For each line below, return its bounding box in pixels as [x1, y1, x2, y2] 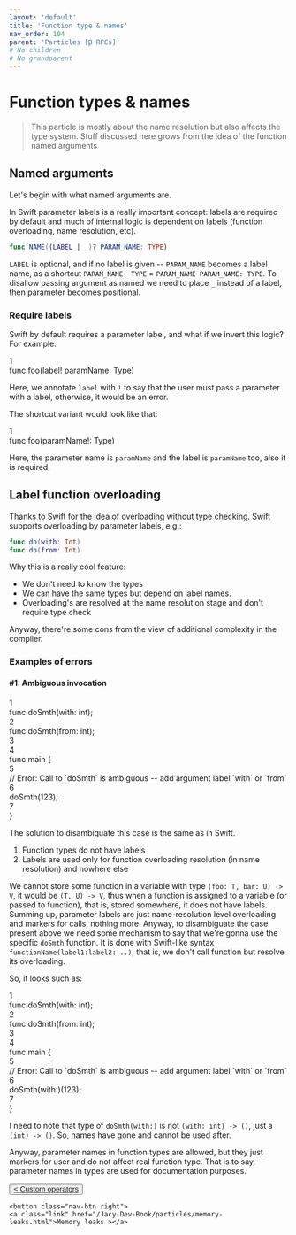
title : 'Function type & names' [9, 21, 128, 30]
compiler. [9, 634, 43, 645]
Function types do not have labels [21, 845, 146, 855]
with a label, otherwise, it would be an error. [9, 391, 169, 402]
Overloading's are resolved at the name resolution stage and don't [21, 598, 263, 608]
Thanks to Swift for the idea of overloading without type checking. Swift [9, 511, 271, 521]
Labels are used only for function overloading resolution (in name [21, 853, 261, 864]
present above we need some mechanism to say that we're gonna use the [9, 927, 278, 938]
